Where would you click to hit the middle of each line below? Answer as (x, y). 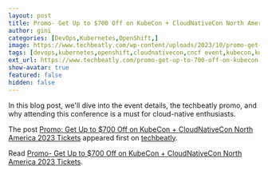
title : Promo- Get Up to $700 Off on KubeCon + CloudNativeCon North (126, 23)
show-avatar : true (39, 68)
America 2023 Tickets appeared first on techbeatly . (93, 137)
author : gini (30, 30)
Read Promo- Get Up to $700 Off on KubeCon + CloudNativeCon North (125, 153)
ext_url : (23, 61)
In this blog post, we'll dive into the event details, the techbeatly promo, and (133, 105)
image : (19, 45)
